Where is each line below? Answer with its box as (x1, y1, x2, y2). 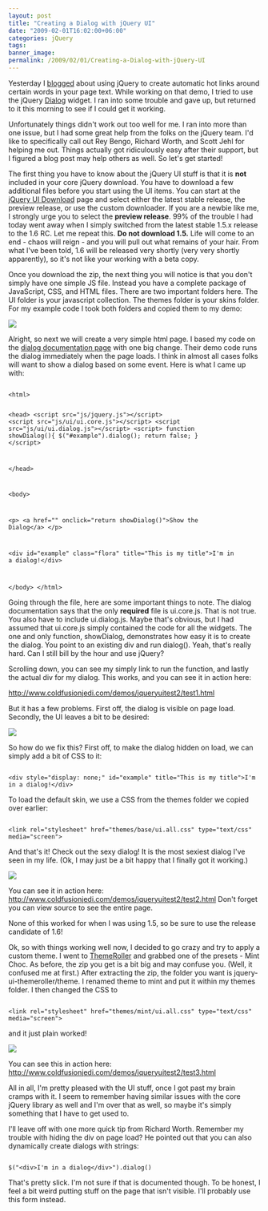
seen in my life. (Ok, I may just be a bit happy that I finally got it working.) (8, 855, 249, 865)
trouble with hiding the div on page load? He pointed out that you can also (8, 1133, 252, 1142)
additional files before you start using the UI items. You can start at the (8, 186, 241, 195)
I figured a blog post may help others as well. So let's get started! (8, 153, 223, 163)
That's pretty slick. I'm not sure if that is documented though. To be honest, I (8, 1177, 261, 1187)
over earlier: (8, 803, 48, 813)
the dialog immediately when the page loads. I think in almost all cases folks (8, 351, 258, 360)
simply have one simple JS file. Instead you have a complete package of (8, 278, 246, 288)
